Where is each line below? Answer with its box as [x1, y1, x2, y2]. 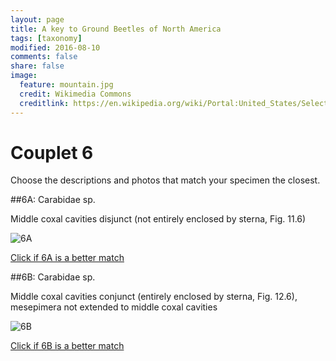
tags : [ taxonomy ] [10, 33, 83, 43]
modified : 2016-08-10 [10, 42, 101, 53]
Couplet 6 [10, 141, 94, 164]
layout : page [10, 14, 65, 25]
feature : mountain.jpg [19, 80, 114, 90]
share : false [10, 61, 65, 71]
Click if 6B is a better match [10, 340, 125, 352]
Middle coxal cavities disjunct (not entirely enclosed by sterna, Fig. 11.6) [10, 213, 307, 225]
